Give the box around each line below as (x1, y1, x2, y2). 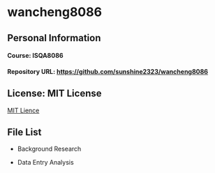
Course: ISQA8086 (7, 52, 64, 60)
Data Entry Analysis (17, 158, 75, 167)
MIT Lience (7, 106, 40, 114)
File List (7, 126, 42, 138)
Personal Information (7, 32, 101, 44)
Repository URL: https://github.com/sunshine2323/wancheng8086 (7, 67, 208, 75)
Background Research (17, 144, 82, 153)
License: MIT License (7, 88, 102, 100)
